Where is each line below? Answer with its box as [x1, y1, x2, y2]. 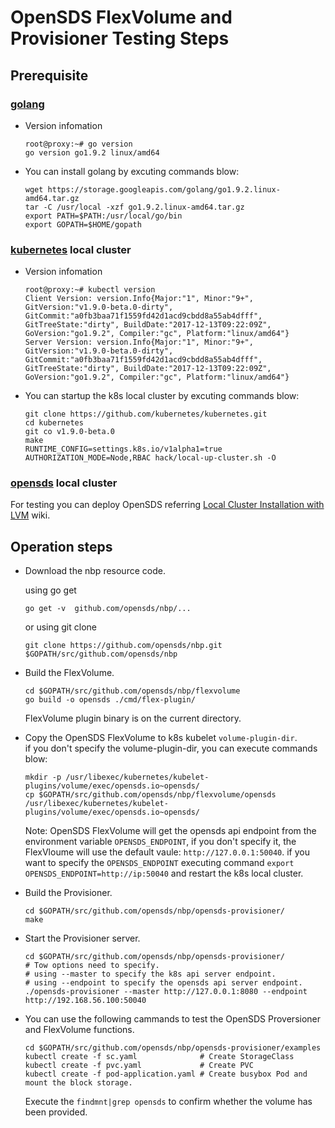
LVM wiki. [10, 509, 51, 521]
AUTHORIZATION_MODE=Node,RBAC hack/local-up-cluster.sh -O [24, 453, 277, 463]
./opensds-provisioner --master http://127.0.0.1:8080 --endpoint [24, 987, 308, 997]
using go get [24, 584, 77, 596]
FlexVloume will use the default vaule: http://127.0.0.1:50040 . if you [24, 846, 310, 858]
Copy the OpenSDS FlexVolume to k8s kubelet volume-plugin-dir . [24, 732, 298, 744]
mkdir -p [24, 772, 62, 783]
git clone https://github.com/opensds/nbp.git [24, 641, 223, 651]
